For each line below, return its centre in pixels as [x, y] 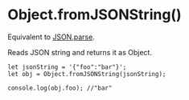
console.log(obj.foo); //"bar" [60, 88]
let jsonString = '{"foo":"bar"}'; [67, 67]
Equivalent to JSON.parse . [51, 37]
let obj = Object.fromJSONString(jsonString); [87, 74]
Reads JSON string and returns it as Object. [80, 52]
